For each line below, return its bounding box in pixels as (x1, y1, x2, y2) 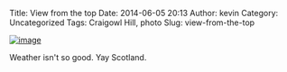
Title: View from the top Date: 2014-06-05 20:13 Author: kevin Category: (9, 8, 279, 18)
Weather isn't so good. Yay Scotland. (9, 52, 147, 62)
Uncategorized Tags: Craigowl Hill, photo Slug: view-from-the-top (9, 17, 255, 28)
